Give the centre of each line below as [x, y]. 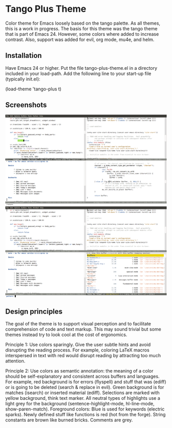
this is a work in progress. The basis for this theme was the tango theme [81, 28]
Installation [24, 56]
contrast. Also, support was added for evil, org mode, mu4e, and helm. [80, 40]
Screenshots [26, 105]
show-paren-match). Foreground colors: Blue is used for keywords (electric [85, 409]
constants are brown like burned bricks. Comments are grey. [69, 420]
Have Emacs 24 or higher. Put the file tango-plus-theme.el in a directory [81, 68]
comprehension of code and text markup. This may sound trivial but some [83, 329]
